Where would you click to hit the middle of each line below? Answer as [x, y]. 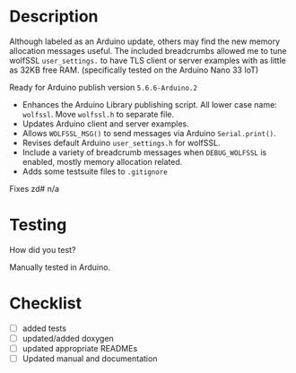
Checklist [46, 304]
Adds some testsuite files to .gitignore [95, 171]
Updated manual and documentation [90, 359]
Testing [38, 225]
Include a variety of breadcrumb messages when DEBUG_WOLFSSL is [144, 152]
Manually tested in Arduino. [60, 267]
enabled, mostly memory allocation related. [102, 161]
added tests [44, 328]
